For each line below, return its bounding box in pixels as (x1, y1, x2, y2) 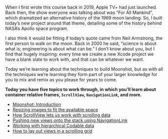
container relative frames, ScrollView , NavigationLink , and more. (5, 92, 142, 97)
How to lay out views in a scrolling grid (12, 128, 93, 134)
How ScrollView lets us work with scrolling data (12, 112, 111, 118)
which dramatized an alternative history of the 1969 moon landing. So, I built (5, 15, 163, 20)
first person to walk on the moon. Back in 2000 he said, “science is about (5, 40, 157, 46)
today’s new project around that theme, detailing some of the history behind (5, 20, 162, 26)
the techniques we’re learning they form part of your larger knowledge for (5, 71, 157, 77)
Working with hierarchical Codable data (12, 122, 94, 128)
